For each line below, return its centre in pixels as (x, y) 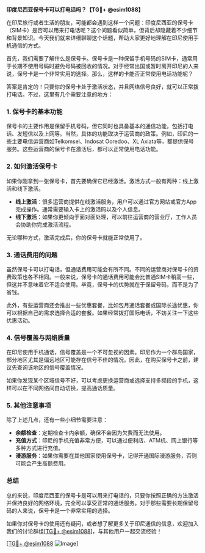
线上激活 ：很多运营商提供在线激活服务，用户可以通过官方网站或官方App (106, 202)
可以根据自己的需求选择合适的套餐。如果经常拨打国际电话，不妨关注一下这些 (103, 313)
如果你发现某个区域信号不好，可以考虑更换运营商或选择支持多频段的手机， (100, 381)
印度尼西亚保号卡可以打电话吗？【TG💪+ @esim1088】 (75, 9)
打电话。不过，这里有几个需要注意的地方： (60, 94)
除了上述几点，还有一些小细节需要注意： (57, 420)
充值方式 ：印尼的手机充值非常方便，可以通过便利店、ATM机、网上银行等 (106, 441)
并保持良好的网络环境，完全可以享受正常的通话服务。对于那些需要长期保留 (100, 503)
